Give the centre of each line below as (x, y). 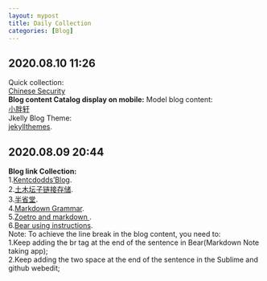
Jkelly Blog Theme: (40, 118)
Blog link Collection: (43, 171)
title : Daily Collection (50, 23)
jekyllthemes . (31, 127)
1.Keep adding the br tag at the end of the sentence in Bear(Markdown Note (134, 242)
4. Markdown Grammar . (46, 208)
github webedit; (34, 268)
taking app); (28, 251)
